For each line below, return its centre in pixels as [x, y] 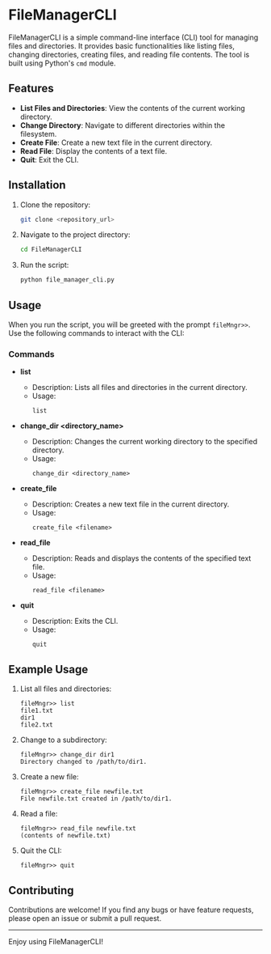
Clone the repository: [55, 205]
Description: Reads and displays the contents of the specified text [142, 558]
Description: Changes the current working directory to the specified [145, 442]
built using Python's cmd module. [62, 63]
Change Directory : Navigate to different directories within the [123, 125]
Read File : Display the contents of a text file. [94, 151]
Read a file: [39, 814]
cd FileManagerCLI [51, 250]
